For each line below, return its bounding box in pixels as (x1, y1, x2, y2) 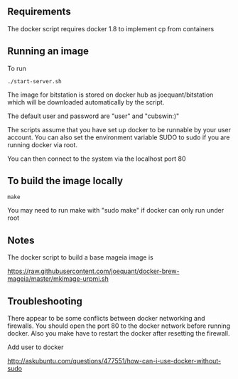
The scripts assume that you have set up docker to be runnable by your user (7, 125, 232, 134)
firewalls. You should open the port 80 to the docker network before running (7, 321, 231, 330)
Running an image (7, 46, 90, 58)
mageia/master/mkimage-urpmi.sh (7, 274, 109, 283)
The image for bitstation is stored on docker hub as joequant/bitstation (7, 90, 214, 99)
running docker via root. (7, 140, 78, 149)
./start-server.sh (7, 78, 62, 85)
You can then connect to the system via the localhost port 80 (7, 154, 186, 163)
